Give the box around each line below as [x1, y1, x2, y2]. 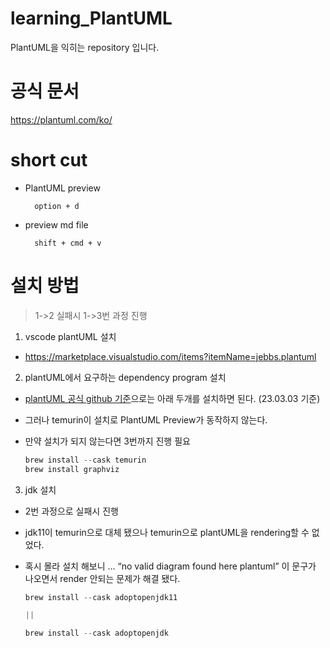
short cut [10, 149, 88, 172]
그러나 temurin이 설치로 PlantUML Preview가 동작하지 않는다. [24, 413, 268, 426]
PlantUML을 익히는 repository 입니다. [10, 41, 160, 53]
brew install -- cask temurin [24, 455, 147, 465]
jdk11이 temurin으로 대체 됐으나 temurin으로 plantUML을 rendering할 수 [24, 526, 310, 538]
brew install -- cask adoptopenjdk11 [24, 592, 178, 602]
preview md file [24, 218, 89, 231]
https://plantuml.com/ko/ [10, 113, 113, 126]
